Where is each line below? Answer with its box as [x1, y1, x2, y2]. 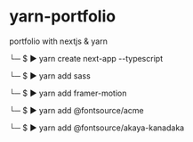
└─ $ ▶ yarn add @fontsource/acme [9, 104, 144, 115]
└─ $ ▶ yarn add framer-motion [9, 88, 127, 98]
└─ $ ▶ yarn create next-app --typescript [9, 53, 163, 63]
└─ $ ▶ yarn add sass [9, 70, 91, 81]
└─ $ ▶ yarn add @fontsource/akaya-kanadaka [9, 122, 185, 133]
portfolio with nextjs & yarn [9, 36, 109, 46]
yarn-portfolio [9, 6, 117, 27]
